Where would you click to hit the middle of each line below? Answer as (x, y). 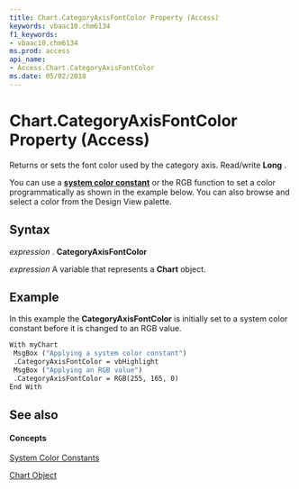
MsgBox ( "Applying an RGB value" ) (78, 370)
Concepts (28, 438)
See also (34, 415)
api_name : (28, 59)
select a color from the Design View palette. (91, 201)
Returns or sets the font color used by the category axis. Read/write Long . (148, 165)
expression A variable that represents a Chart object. (108, 269)
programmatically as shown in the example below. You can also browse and (149, 192)
